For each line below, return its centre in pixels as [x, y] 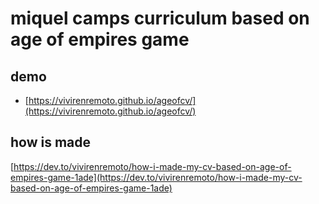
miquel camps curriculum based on [160, 18]
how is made [51, 142]
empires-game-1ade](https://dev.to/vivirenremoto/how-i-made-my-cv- [156, 177]
